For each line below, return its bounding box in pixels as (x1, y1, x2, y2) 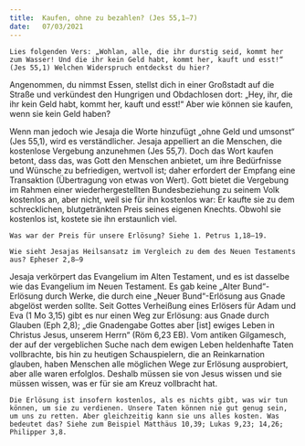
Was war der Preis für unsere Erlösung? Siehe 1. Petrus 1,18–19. (9, 230, 268, 240)
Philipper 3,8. (9, 427, 68, 437)
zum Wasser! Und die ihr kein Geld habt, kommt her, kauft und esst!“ (9, 55, 284, 64)
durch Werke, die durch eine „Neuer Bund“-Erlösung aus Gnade (45, 290, 286, 302)
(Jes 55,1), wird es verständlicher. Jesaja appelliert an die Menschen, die (9, 135, 283, 146)
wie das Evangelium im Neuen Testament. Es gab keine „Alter (9, 281, 241, 292)
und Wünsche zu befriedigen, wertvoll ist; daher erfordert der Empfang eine (9, 165, 296, 175)
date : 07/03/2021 (9, 22, 84, 31)
